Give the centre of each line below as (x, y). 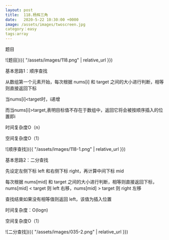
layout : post (19, 10)
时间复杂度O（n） (24, 127)
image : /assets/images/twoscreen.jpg (45, 24)
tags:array (17, 34)
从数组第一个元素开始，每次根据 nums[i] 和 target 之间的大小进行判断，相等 (85, 82)
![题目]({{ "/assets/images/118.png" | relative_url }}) (59, 60)
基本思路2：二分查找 (27, 160)
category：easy (21, 29)
